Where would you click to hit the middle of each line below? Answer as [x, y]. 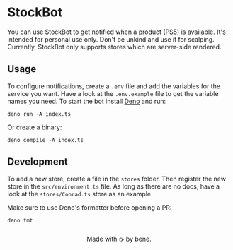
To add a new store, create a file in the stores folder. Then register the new [117, 179]
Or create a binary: [35, 127]
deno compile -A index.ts [45, 140]
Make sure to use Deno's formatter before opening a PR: [90, 207]
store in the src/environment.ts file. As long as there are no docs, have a [114, 186]
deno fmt [20, 220]
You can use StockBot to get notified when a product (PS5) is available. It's [117, 32]
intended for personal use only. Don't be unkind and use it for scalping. [111, 39]
